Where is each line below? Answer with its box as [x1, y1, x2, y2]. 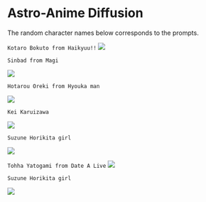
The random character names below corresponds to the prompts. [7, 28, 199, 37]
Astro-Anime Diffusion [7, 5, 143, 21]
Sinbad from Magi [7, 57, 59, 64]
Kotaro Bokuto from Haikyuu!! [7, 44, 97, 51]
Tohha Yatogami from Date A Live [7, 162, 107, 169]
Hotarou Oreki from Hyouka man [7, 83, 100, 90]
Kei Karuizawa [7, 108, 50, 115]
